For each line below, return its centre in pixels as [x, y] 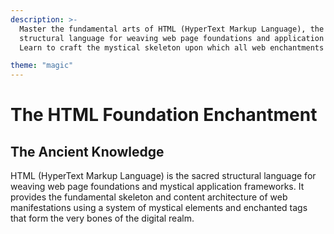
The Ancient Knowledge [87, 151]
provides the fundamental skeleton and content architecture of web [149, 197]
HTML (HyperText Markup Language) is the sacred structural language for [163, 176]
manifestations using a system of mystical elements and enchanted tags [159, 208]
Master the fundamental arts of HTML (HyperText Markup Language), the [172, 29]
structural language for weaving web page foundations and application [172, 38]
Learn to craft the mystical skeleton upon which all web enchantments [172, 47]
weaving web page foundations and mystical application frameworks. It [157, 187]
